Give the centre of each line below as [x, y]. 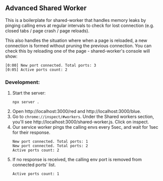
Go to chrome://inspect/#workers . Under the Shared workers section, [83, 117]
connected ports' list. [34, 165]
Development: [23, 82]
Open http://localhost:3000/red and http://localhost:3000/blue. [77, 111]
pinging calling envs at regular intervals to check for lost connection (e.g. [80, 25]
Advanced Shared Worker [46, 8]
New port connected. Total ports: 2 [50, 146]
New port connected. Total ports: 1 [50, 142]
